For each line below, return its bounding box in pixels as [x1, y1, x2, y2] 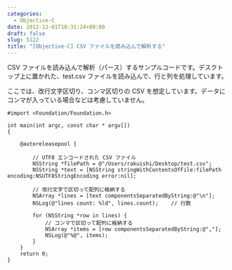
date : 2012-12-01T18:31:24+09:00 [7, 23, 105, 30]
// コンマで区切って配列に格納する [44, 219, 134, 226]
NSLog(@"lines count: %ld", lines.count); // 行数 [32, 200, 191, 207]
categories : [7, 10, 42, 18]
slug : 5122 [7, 37, 39, 44]
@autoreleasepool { [20, 141, 77, 148]
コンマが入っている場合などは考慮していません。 [7, 96, 149, 104]
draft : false [7, 30, 46, 37]
